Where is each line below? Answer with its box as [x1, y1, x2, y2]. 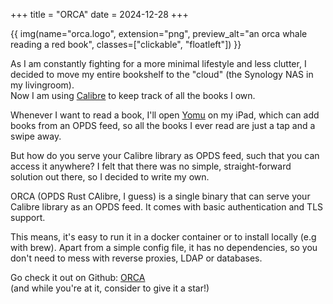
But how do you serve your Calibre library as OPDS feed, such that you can [10, 150, 320, 161]
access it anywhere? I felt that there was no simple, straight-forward [10, 160, 292, 172]
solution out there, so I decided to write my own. [10, 171, 210, 183]
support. [10, 212, 46, 223]
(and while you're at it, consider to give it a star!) [10, 282, 210, 294]
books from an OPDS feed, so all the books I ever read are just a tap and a [10, 120, 316, 131]
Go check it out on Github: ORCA [10, 272, 146, 283]
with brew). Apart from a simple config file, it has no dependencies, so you [10, 242, 318, 253]
